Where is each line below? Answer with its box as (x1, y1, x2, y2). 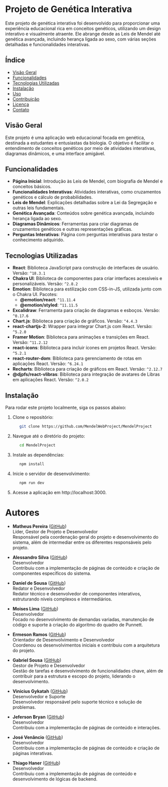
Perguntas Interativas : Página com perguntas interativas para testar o (12, 232, 158, 238)
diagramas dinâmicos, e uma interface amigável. (5, 150, 105, 156)
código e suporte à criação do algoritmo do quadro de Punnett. (12, 622, 143, 628)
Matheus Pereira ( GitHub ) (12, 523, 67, 530)
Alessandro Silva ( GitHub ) (12, 554, 68, 560)
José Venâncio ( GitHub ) (12, 734, 64, 740)
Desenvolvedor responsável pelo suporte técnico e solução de (12, 699, 142, 705)
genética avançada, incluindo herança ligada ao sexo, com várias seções (5, 36, 156, 42)
